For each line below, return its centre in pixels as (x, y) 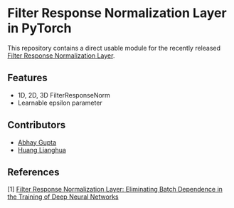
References (33, 172)
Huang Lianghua (42, 150)
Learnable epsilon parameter (60, 103)
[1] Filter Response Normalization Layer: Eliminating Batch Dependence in (115, 189)
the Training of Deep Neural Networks (63, 197)
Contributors (37, 125)
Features (27, 78)
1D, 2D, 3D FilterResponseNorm (64, 95)
